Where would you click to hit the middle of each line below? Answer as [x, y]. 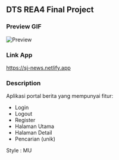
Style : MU [19, 151]
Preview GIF [24, 27]
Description [24, 83]
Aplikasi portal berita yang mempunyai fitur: [60, 96]
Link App [19, 55]
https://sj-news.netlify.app [39, 68]
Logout [24, 114]
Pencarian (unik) [35, 139]
